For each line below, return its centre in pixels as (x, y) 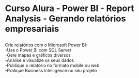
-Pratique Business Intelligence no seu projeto (51, 71)
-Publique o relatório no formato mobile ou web (52, 65)
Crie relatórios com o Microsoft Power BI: (46, 45)
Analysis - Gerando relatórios (65, 19)
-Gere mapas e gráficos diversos (38, 55)
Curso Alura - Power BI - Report (69, 8)
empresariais (32, 29)
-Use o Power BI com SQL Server (38, 50)
